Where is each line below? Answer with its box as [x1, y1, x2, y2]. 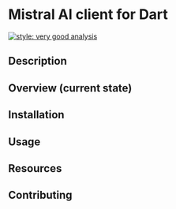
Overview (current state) [8, 81, 133, 95]
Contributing [8, 188, 73, 202]
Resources [8, 162, 62, 175]
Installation [8, 108, 65, 121]
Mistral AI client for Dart [8, 6, 168, 24]
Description [8, 54, 67, 68]
